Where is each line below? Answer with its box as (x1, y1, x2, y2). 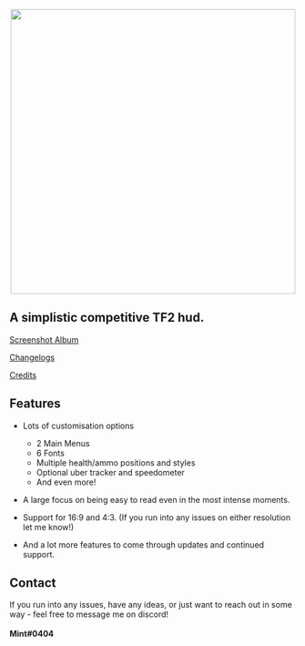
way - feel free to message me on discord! (9, 609, 169, 620)
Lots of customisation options (22, 420, 135, 431)
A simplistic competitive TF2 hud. (9, 310, 205, 325)
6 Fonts (36, 447, 66, 458)
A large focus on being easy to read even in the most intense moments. (22, 494, 290, 505)
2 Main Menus (36, 437, 90, 448)
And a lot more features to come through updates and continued (22, 538, 265, 550)
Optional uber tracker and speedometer (36, 467, 185, 477)
